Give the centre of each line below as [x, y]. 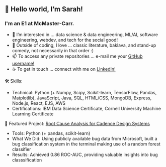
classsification [27, 160]
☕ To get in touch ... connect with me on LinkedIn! [64, 69]
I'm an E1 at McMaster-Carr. [39, 24]
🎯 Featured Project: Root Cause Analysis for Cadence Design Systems [77, 123]
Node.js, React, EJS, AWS [39, 103]
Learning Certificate [33, 114]
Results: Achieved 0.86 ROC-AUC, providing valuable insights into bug [85, 154]
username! [23, 63]
